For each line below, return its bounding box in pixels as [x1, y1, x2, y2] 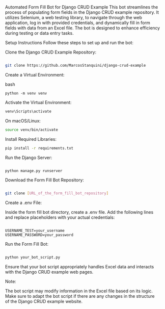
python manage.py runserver [5, 168, 63, 173]
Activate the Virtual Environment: [5, 99, 72, 105]
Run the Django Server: [5, 154, 53, 160]
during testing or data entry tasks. [5, 30, 74, 36]
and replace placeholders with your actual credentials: [5, 214, 115, 220]
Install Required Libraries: [5, 136, 56, 142]
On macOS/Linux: [5, 118, 41, 124]
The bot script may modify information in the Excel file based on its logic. [5, 288, 153, 294]
